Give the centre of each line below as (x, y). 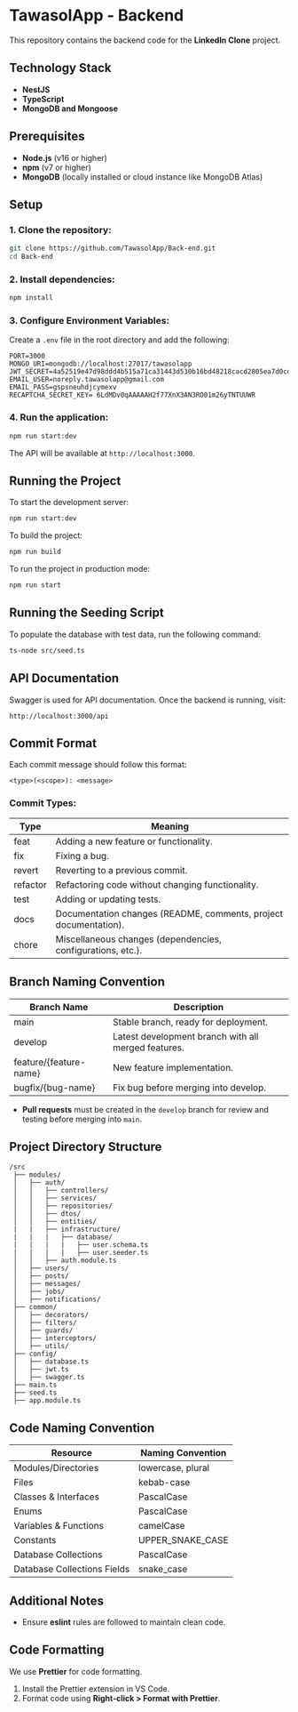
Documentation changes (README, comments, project (169, 913)
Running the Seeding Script (86, 613)
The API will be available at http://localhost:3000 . (102, 453)
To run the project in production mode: (80, 569)
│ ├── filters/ (45, 1323)
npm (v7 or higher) (56, 167)
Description (199, 1007)
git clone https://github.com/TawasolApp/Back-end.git (113, 249)
